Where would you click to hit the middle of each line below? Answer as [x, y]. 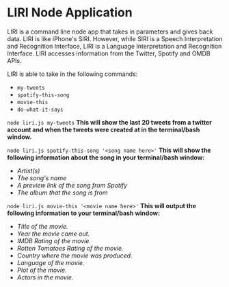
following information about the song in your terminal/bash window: [106, 157]
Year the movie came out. [53, 234]
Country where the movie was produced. [75, 255]
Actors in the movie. [45, 277]
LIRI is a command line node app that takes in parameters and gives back [110, 32]
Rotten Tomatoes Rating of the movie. [70, 248]
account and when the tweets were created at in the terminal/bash [104, 129]
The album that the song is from [62, 192]
